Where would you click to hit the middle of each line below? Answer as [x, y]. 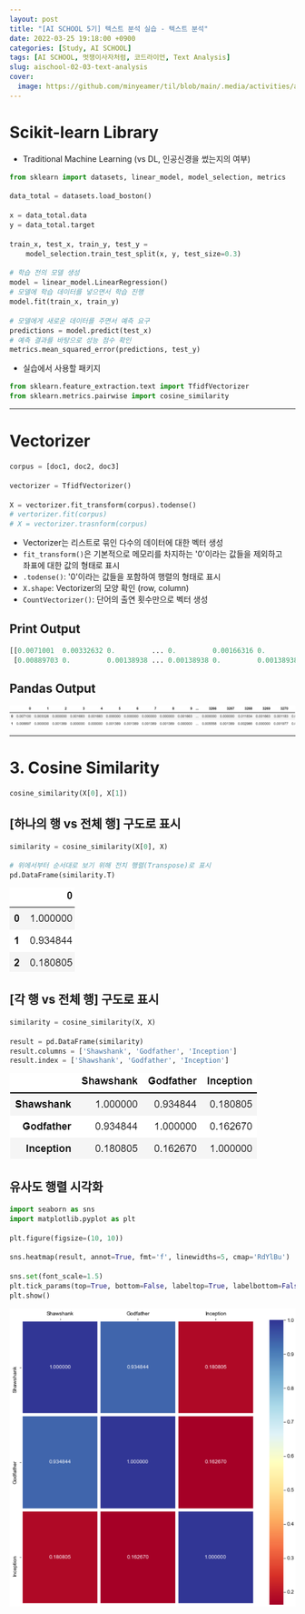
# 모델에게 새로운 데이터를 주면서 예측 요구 [80, 321]
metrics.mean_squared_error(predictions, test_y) [105, 350]
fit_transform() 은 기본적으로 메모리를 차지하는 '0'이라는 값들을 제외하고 [152, 554]
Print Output [45, 629]
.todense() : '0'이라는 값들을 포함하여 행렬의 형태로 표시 [122, 576]
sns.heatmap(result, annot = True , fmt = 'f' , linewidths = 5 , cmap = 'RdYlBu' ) [150, 1258]
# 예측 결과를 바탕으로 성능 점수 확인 [70, 340]
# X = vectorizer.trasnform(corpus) [79, 524]
